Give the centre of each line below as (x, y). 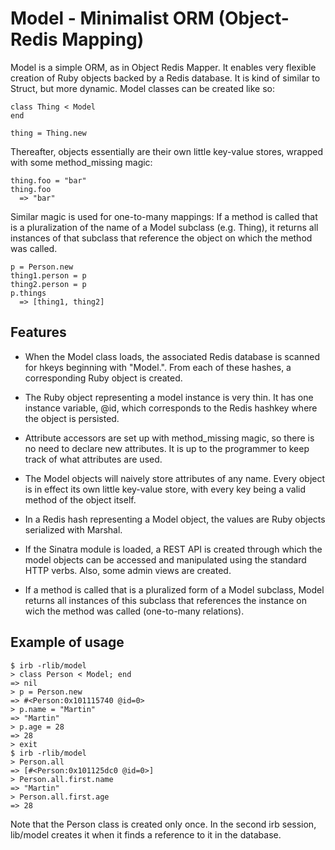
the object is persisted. (72, 418)
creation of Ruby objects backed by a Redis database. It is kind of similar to (165, 78)
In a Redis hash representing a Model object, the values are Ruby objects (175, 519)
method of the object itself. (80, 499)
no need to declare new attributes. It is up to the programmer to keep (167, 448)
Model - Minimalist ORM (112, 18)
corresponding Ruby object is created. (103, 378)
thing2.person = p (48, 284)
